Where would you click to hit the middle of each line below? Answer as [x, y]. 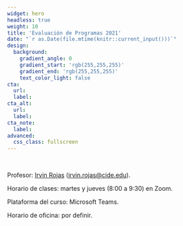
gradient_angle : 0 [46, 59]
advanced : [21, 135]
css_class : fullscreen [46, 142]
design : [18, 46]
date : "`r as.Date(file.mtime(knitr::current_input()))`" [92, 39]
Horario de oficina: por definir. [50, 216]
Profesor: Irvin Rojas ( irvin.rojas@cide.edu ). [69, 175]
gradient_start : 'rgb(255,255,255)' [72, 65]
